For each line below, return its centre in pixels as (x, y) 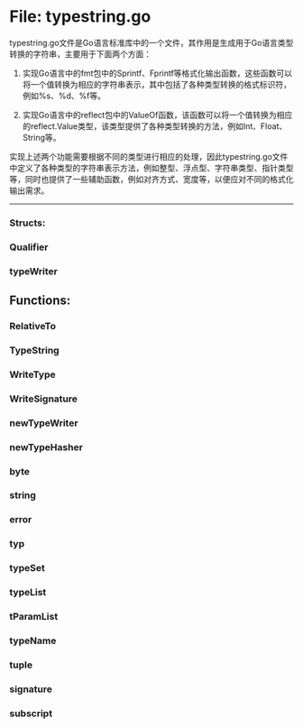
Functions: (40, 301)
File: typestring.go (80, 17)
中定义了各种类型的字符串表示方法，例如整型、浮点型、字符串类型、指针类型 (151, 168)
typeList (28, 593)
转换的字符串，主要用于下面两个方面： (80, 54)
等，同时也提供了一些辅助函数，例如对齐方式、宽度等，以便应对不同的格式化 (151, 179)
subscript (31, 713)
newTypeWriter (44, 423)
